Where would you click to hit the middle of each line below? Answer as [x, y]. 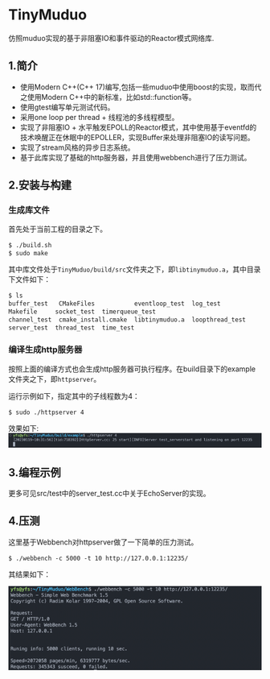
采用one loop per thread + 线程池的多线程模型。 [99, 117]
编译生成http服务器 [45, 350]
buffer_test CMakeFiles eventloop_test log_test [115, 304]
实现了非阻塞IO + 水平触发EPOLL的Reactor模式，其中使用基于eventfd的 [138, 127]
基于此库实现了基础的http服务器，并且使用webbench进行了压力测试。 [135, 157]
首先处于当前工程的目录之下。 [57, 229]
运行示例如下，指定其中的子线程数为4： [74, 395]
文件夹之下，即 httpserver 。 [55, 379]
